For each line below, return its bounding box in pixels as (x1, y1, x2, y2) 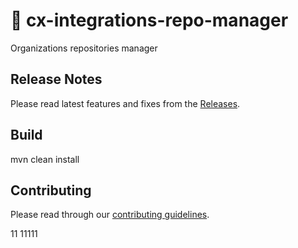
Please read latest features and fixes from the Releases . (10, 97, 241, 109)
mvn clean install (10, 153, 80, 165)
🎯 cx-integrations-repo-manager (10, 9, 289, 32)
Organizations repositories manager (10, 42, 158, 54)
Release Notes (10, 71, 103, 88)
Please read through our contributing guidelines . (10, 209, 210, 221)
